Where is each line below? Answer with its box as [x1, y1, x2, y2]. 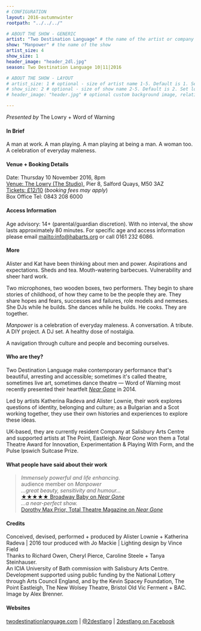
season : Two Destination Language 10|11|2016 [6, 64, 121, 70]
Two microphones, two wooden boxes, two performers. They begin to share [6, 284, 194, 292]
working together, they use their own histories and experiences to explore [6, 410, 188, 417]
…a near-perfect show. [20, 500, 78, 507]
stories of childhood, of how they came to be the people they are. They [6, 290, 181, 298]
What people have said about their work [6, 461, 108, 468]
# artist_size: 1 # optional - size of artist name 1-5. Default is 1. [6, 80, 188, 87]
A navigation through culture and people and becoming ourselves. [6, 339, 169, 347]
